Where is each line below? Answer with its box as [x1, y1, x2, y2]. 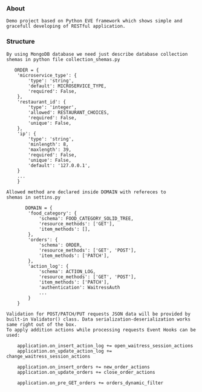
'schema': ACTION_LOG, [38, 268, 96, 274]
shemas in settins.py [6, 194, 61, 201]
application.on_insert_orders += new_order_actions [17, 364, 150, 370]
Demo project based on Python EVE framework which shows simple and [6, 18, 183, 24]
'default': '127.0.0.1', [28, 162, 91, 168]
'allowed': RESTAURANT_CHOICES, [28, 109, 110, 116]
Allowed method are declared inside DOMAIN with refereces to [6, 189, 166, 195]
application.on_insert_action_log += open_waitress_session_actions [17, 342, 194, 349]
